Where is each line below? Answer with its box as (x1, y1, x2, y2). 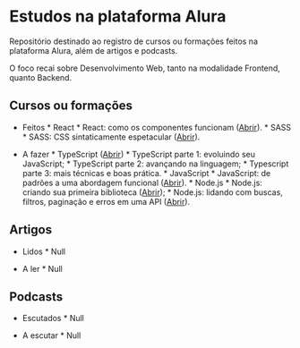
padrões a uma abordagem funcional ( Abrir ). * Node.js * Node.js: (21, 177, 262, 188)
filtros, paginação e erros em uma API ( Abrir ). (21, 196, 191, 207)
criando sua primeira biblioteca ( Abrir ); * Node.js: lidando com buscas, (21, 186, 284, 198)
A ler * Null (21, 263, 63, 274)
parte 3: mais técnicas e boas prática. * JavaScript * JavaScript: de (21, 167, 271, 178)
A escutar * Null (21, 330, 81, 341)
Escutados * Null (21, 313, 85, 324)
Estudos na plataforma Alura (9, 6, 227, 27)
